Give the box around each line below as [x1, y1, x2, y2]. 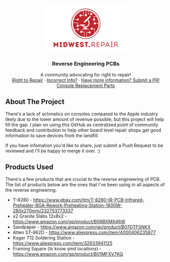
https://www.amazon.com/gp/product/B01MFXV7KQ [12, 251, 124, 257]
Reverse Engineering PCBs [52, 60, 120, 67]
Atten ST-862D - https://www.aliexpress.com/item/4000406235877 [12, 229, 156, 235]
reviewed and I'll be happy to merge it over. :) [5, 148, 101, 154]
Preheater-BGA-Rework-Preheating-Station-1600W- [12, 202, 123, 208]
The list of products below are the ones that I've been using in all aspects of [5, 181, 165, 188]
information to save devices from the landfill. [5, 133, 99, 139]
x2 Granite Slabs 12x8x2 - [12, 213, 67, 219]
